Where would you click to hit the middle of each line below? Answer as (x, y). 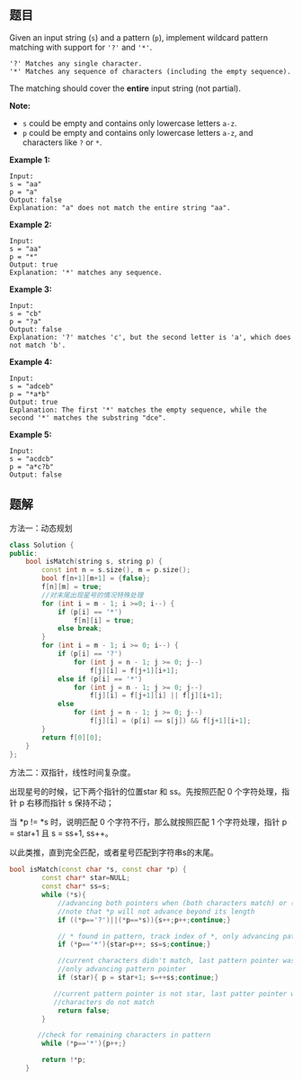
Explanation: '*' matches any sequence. (86, 272)
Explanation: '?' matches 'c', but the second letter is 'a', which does (151, 337)
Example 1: (30, 159)
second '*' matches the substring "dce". (88, 418)
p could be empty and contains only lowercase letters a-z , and (138, 132)
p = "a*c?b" (31, 467)
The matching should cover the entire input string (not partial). (125, 88)
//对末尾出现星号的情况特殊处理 (93, 595)
